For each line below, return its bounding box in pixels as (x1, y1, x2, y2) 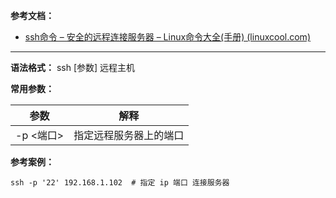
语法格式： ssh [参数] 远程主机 (10, 62, 136, 73)
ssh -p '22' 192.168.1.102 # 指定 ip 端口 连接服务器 (10, 178, 230, 188)
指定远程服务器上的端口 (73, 129, 185, 142)
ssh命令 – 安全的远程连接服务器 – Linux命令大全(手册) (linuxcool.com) (24, 31, 311, 43)
